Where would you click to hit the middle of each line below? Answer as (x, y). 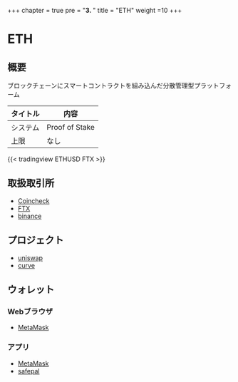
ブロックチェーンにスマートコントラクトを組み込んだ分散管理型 (101, 86)
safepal (29, 371)
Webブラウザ (30, 311)
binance (30, 216)
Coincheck (33, 201)
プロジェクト (36, 241)
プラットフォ (212, 86)
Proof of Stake (71, 127)
